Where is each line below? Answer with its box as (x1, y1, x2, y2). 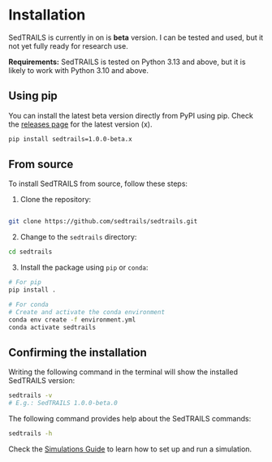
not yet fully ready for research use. (8, 41, 128, 50)
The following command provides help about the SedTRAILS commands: (8, 414, 252, 423)
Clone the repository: (19, 195, 92, 205)
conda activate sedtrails (8, 323, 96, 331)
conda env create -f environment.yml (8, 315, 136, 324)
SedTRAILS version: (8, 376, 76, 386)
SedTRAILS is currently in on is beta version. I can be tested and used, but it (8, 32, 264, 42)
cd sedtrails (8, 248, 53, 257)
